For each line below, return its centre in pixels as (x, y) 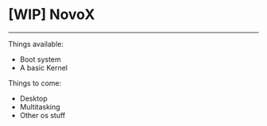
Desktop (33, 98)
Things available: (36, 44)
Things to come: (35, 83)
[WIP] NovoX (52, 15)
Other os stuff (43, 115)
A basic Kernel (44, 67)
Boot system (40, 59)
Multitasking (40, 107)
